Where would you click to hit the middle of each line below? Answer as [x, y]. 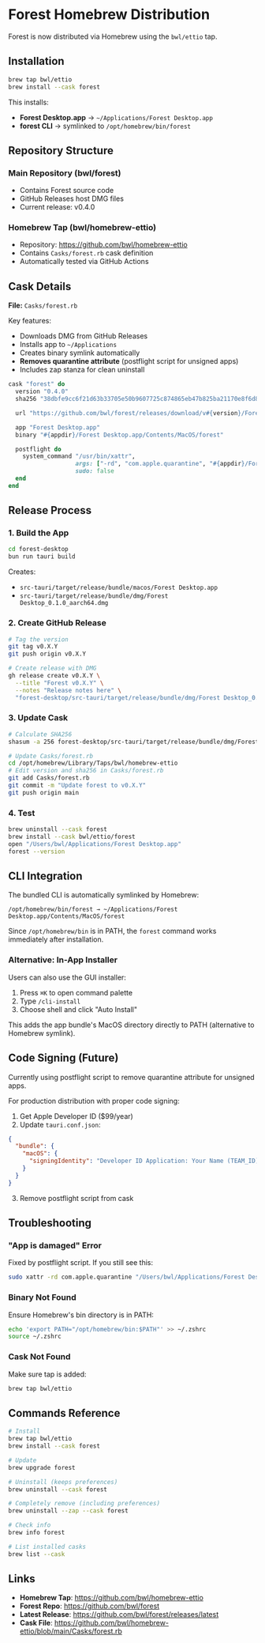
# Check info [30, 1525]
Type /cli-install [50, 1001]
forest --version [37, 852]
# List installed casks [47, 1547]
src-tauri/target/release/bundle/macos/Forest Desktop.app [119, 588]
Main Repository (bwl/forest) [65, 173]
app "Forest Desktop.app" [58, 427]
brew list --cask [37, 1554]
